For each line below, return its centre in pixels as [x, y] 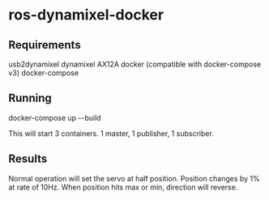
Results [28, 159]
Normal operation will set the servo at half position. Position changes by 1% [134, 178]
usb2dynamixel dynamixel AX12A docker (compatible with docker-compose [135, 64]
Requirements [45, 45]
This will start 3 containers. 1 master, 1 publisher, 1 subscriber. [111, 133]
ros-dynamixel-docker [86, 15]
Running [30, 98]
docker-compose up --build [55, 117]
